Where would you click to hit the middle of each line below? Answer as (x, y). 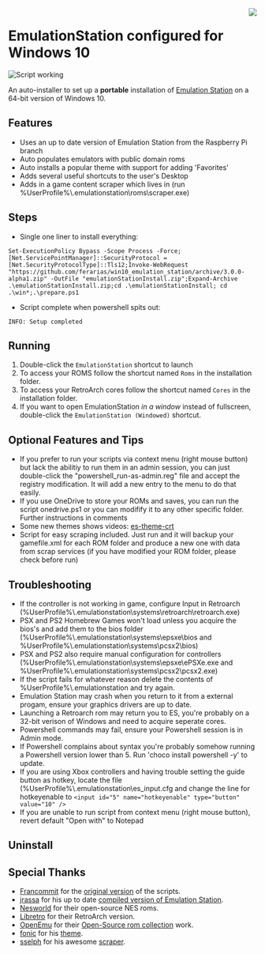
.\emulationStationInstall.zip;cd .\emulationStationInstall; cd (118, 285)
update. (32, 763)
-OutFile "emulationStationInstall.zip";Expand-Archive (144, 279)
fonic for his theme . (51, 933)
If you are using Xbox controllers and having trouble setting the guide (132, 771)
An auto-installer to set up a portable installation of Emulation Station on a (129, 89)
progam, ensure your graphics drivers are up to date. (105, 704)
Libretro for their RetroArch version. (77, 917)
